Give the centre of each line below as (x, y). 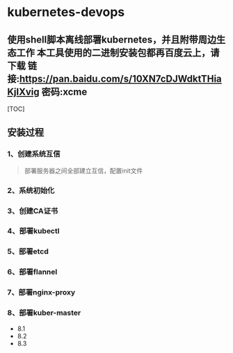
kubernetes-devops (66, 12)
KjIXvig (23, 92)
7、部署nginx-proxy (41, 292)
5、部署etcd (28, 251)
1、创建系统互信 (34, 154)
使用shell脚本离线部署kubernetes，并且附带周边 (112, 39)
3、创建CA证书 (33, 211)
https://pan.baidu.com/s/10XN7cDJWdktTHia (121, 78)
